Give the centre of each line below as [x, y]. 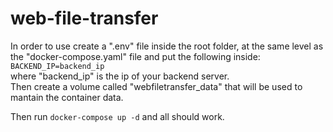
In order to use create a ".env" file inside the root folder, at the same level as [167, 46]
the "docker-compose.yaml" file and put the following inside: [135, 56]
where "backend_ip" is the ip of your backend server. [120, 76]
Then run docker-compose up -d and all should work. [117, 116]
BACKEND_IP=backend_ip [57, 66]
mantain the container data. [67, 97]
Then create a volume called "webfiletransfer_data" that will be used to [156, 86]
